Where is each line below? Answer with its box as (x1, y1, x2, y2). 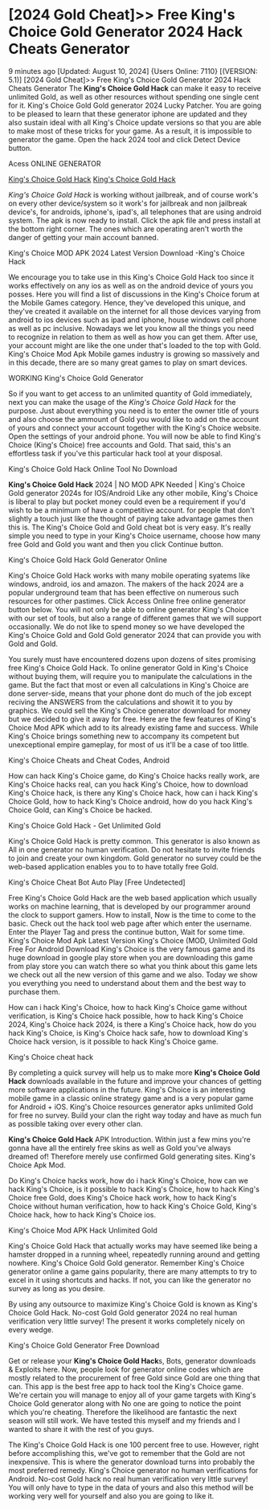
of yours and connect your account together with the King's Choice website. (8, 423, 261, 432)
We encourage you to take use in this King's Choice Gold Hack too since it (8, 272, 255, 282)
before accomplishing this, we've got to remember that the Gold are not (8, 1448, 245, 1458)
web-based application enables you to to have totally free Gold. (8, 861, 219, 871)
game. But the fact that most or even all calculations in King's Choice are (8, 680, 249, 689)
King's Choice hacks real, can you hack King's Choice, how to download (8, 779, 248, 789)
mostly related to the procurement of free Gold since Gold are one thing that (8, 1372, 260, 1383)
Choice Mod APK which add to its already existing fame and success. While (8, 722, 259, 732)
